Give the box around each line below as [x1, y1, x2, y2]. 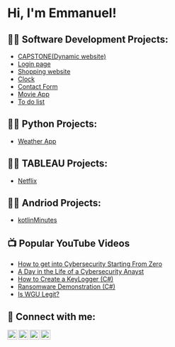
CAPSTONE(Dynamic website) [17, 52, 106, 60]
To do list [17, 97, 45, 106]
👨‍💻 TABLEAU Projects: [7, 158, 108, 170]
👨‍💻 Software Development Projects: [7, 33, 169, 46]
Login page [17, 60, 51, 68]
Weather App [17, 137, 57, 145]
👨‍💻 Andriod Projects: [7, 197, 101, 209]
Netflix [17, 176, 38, 185]
